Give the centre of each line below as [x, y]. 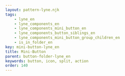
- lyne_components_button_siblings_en [55, 33]
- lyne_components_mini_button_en [50, 28]
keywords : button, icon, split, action [47, 61]
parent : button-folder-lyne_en [38, 56]
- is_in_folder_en [33, 42]
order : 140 [17, 65]
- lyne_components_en [37, 24]
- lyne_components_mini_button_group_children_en [67, 38]
